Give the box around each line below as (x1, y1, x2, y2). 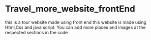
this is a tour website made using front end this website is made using (5, 19, 147, 25)
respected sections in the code (5, 29, 68, 35)
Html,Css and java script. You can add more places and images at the (5, 24, 146, 30)
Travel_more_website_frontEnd (5, 3, 135, 14)
